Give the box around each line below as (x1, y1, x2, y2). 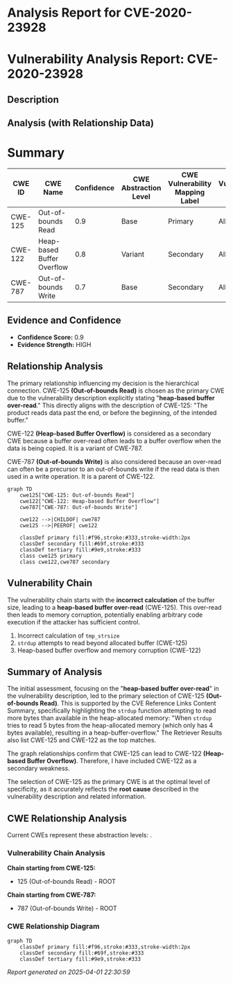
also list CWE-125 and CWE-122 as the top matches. (7, 736, 157, 744)
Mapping (174, 187, 205, 197)
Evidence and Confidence (7, 314, 121, 327)
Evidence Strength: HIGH (17, 340, 92, 348)
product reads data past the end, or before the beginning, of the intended (7, 408, 217, 417)
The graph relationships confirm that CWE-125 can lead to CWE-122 (7, 749, 202, 758)
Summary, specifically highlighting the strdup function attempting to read (7, 706, 216, 715)
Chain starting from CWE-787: (7, 891, 96, 899)
